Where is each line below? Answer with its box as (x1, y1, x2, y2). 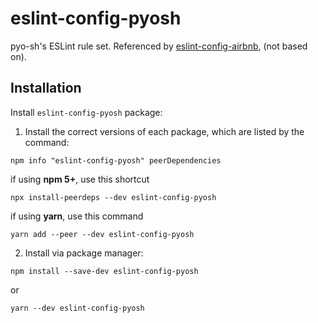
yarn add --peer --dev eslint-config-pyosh (10, 229, 195, 239)
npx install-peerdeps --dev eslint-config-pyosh (10, 192, 217, 202)
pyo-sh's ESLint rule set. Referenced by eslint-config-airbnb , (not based (10, 40, 308, 52)
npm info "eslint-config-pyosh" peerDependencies (10, 155, 222, 166)
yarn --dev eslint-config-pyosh (10, 303, 145, 313)
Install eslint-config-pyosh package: (10, 106, 163, 118)
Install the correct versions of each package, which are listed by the (24, 125, 305, 137)
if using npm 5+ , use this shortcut (10, 173, 150, 185)
